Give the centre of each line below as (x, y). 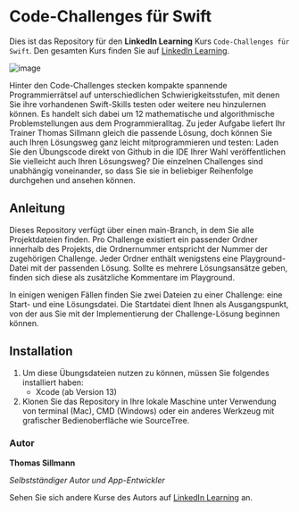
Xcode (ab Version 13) (76, 391)
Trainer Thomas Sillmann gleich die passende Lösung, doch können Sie (141, 132)
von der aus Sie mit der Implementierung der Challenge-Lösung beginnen (145, 314)
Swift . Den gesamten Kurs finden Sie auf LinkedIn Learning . (120, 50)
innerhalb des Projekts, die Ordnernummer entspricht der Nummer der (138, 248)
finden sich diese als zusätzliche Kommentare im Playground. (122, 277)
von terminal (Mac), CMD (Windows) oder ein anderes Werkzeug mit (148, 411)
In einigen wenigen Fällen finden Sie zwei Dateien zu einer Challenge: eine (146, 294)
